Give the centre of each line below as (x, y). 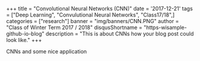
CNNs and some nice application (47, 52)
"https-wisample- (165, 27)
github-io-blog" (25, 34)
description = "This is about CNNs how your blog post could (120, 34)
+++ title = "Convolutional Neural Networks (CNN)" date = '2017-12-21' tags (99, 9)
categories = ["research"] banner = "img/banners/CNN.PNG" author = (93, 21)
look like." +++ (24, 40)
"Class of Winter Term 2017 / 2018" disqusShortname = (74, 27)
